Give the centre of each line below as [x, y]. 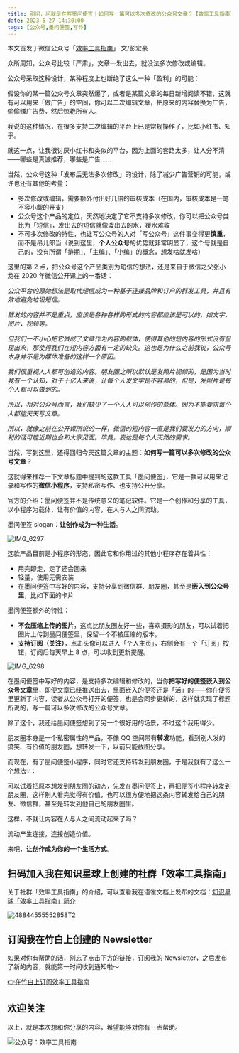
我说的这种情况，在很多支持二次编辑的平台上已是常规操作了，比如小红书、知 [119, 127]
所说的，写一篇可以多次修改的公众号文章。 [70, 707]
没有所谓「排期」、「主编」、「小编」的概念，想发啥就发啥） [120, 252]
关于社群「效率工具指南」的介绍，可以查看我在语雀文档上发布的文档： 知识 [116, 892]
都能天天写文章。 [38, 414]
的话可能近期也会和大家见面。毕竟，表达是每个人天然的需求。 [103, 437]
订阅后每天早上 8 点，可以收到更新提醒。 [90, 652]
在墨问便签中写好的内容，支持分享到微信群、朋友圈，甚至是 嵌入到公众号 [123, 587]
